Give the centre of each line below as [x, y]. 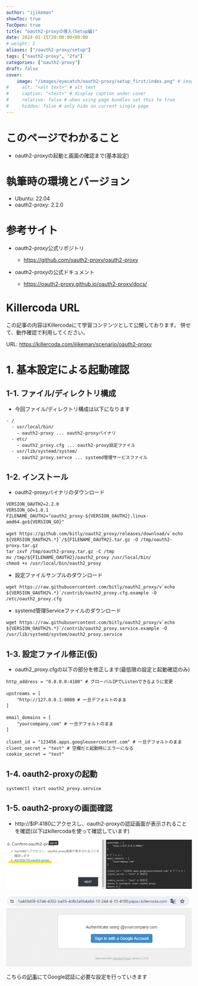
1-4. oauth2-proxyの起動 [52, 774]
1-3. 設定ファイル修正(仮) [52, 654]
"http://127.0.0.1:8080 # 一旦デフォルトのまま [72, 700]
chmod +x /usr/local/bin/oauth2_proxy [54, 563]
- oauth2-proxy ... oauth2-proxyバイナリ [66, 433]
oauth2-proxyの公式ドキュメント [55, 272]
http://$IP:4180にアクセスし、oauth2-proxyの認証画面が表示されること [101, 823]
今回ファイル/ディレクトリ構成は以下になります [72, 409]
